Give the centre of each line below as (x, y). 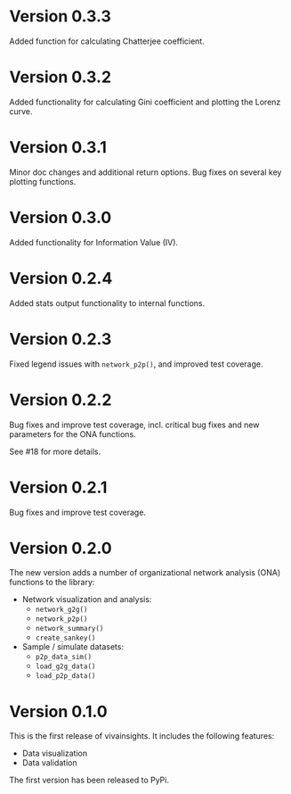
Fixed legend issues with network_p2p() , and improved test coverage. (136, 364)
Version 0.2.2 (61, 400)
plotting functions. (43, 181)
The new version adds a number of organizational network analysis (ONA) (145, 573)
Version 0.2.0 (61, 548)
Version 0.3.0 (61, 218)
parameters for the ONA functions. (73, 434)
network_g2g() (61, 610)
